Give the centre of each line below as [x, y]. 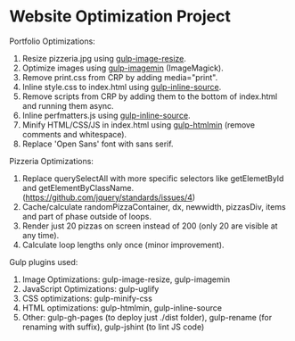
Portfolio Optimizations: [52, 41]
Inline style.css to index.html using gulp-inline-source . [122, 87]
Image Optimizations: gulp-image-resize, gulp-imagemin [126, 279]
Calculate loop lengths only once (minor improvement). [123, 245]
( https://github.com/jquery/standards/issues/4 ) [109, 197]
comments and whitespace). [74, 134]
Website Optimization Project [120, 17]
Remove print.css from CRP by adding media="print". [120, 77]
